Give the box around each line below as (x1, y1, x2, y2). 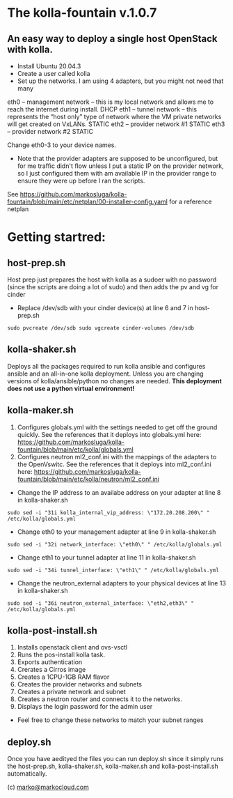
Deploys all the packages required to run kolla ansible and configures (7, 362, 206, 370)
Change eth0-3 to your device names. (7, 141, 117, 149)
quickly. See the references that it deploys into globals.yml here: (17, 430, 202, 438)
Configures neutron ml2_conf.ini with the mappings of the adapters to (17, 452, 217, 461)
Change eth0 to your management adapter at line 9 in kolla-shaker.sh (17, 528, 216, 536)
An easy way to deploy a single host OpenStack (7, 33, 218, 45)
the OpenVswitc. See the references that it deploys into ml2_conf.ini (17, 460, 212, 468)
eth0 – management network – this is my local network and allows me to (7, 98, 214, 106)
